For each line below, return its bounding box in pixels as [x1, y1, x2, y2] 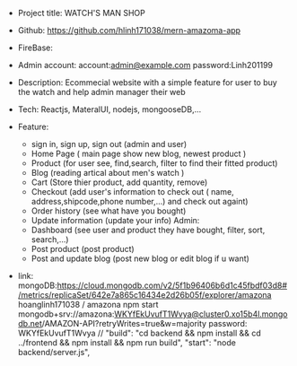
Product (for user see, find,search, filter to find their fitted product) [31, 158, 278, 169]
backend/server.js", [17, 347, 91, 357]
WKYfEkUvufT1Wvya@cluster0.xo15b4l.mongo [114, 309, 289, 319]
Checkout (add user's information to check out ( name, [31, 187, 235, 196]
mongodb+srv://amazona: [17, 309, 115, 319]
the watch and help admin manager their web [17, 87, 186, 97]
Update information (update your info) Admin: [31, 215, 200, 225]
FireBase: [17, 42, 54, 53]
